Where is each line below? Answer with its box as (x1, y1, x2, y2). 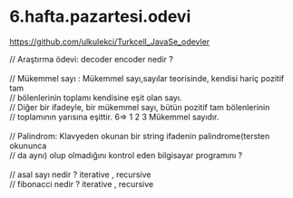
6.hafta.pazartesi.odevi (9, 6, 191, 27)
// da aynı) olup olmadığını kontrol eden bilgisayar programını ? (9, 149, 243, 160)
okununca (9, 140, 47, 151)
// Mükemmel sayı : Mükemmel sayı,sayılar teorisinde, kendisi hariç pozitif (9, 72, 285, 83)
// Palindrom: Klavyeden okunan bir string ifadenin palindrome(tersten (9, 130, 270, 141)
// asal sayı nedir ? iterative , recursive (9, 169, 151, 180)
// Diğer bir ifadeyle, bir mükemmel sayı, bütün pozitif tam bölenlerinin (9, 101, 270, 112)
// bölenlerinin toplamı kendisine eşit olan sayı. (9, 92, 182, 103)
